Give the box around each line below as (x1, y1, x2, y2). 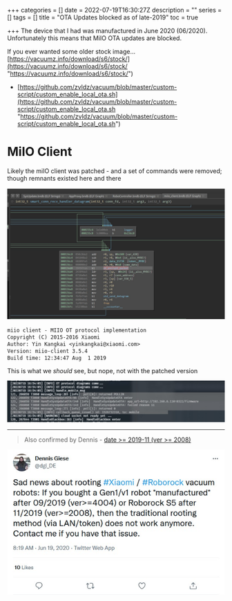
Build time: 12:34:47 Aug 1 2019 (7, 355, 107, 362)
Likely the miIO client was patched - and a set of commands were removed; (7, 166, 222, 175)
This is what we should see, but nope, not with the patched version (7, 367, 198, 375)
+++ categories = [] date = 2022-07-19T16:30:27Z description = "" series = (7, 6, 222, 14)
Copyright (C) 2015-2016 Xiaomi (7, 334, 100, 341)
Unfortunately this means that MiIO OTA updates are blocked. (7, 34, 182, 42)
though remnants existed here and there (7, 174, 122, 182)
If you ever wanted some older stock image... (7, 48, 136, 55)
